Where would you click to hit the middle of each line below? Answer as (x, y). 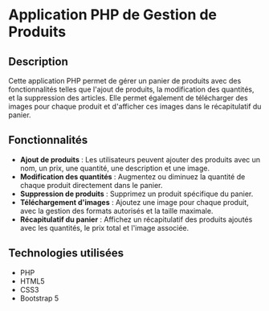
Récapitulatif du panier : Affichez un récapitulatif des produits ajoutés (136, 219)
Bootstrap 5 (39, 298)
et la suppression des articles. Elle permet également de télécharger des (128, 98)
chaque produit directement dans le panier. (91, 185)
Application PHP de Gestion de (113, 15)
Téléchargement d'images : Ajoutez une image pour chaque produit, (134, 202)
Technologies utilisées (66, 254)
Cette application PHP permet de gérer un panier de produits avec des (125, 81)
